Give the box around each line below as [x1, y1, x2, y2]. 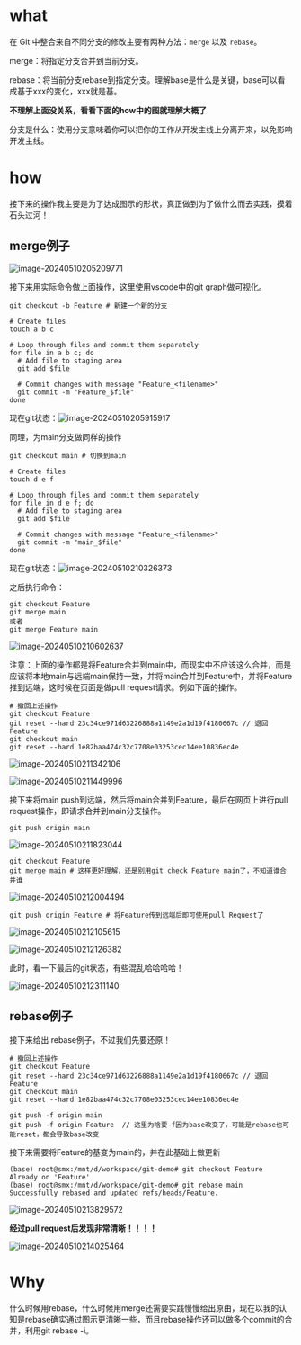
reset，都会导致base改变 [15, 1130, 100, 1139]
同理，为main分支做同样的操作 [9, 431, 122, 442]
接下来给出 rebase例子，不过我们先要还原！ [9, 1034, 172, 1045]
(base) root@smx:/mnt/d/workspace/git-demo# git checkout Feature [9, 1164, 263, 1174]
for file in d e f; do [9, 498, 94, 507]
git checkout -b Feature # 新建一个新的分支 [9, 300, 168, 310]
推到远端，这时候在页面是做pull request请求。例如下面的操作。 [9, 681, 243, 693]
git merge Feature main [9, 624, 99, 634]
